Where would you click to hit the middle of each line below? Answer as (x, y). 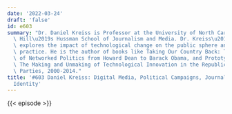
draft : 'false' (29, 20)
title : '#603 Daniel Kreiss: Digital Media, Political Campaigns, (105, 77)
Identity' (27, 84)
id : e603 (20, 26)
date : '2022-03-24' (35, 13)
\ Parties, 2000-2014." (47, 71)
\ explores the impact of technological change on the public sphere (115, 45)
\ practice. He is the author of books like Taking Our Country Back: (117, 52)
